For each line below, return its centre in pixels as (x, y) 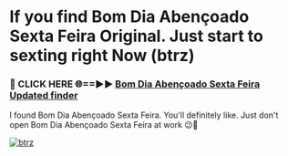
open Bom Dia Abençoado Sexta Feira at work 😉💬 (104, 125)
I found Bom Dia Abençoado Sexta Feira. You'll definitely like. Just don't (144, 115)
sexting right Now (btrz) (102, 56)
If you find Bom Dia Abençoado (129, 17)
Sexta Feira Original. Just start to (137, 36)
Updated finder (44, 96)
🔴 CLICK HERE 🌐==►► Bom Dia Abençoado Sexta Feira (135, 84)
